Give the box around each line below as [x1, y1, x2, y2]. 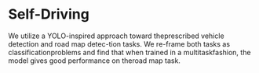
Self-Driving [8, 5, 90, 23]
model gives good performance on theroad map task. [8, 56, 181, 65]
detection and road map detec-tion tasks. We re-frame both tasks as [8, 39, 230, 48]
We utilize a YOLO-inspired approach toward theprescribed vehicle [8, 31, 225, 40]
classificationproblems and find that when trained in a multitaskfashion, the [8, 47, 251, 57]
